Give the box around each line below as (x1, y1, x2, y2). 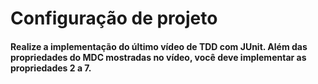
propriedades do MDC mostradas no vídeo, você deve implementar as (10, 51, 307, 63)
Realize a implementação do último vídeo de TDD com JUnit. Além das (10, 40, 308, 52)
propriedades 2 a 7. (10, 62, 92, 74)
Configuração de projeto (10, 7, 218, 30)
